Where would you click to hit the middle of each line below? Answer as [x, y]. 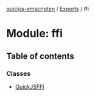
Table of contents [40, 56]
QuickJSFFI [30, 87]
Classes [19, 73]
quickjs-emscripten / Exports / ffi [48, 9]
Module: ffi [34, 34]
